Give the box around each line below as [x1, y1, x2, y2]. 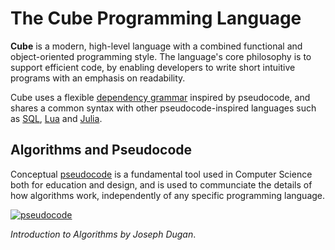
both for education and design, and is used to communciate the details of [10, 178, 313, 191]
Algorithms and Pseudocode [10, 142, 193, 159]
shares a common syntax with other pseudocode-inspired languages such [10, 102, 317, 114]
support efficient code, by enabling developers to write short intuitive [10, 61, 296, 73]
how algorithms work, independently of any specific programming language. [10, 189, 326, 201]
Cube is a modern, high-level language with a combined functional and [10, 40, 303, 52]
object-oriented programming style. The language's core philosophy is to [10, 50, 312, 62]
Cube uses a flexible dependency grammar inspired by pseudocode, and [10, 91, 311, 103]
